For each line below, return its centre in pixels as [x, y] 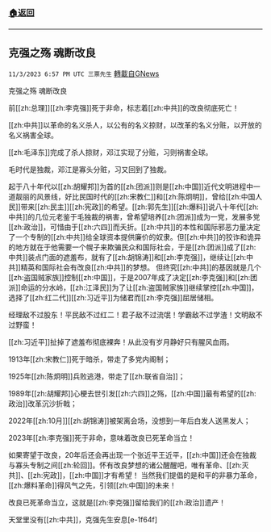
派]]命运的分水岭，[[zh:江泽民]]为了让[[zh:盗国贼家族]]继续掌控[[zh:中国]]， [133, 287]
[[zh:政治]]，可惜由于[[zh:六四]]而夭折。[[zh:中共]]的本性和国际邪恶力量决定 [134, 227]
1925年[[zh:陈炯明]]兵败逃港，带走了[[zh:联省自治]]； [97, 376]
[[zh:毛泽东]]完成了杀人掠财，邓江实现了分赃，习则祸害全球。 [110, 153]
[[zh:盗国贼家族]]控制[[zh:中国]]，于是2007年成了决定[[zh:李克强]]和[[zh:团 [133, 278]
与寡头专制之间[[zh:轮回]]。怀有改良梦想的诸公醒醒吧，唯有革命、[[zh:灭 [129, 465]
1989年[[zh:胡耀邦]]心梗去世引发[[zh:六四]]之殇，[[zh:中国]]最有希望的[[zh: [132, 394]
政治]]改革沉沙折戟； [43, 404]
